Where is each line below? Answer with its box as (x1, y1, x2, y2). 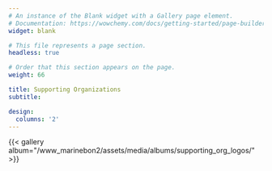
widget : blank (8, 27, 57, 35)
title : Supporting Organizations (8, 85, 121, 94)
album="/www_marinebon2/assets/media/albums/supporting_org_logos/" (8, 146, 255, 156)
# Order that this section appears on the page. (8, 64, 176, 72)
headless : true (8, 49, 60, 57)
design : (8, 107, 35, 115)
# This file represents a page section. (8, 41, 147, 49)
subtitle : (8, 93, 42, 101)
